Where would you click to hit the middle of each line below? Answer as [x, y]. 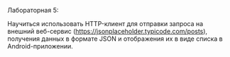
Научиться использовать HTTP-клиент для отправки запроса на [105, 24]
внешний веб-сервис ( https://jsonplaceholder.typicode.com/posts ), [108, 31]
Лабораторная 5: [33, 10]
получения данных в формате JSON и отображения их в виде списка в [115, 39]
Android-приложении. [40, 46]
